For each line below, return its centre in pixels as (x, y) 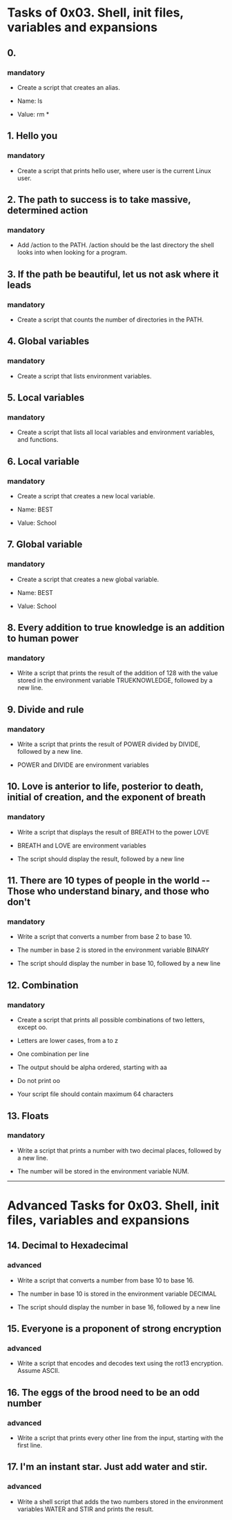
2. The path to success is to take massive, (99, 199)
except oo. (32, 1027)
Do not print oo (39, 1081)
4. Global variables (48, 341)
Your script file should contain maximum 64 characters (95, 1094)
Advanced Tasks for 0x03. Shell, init (113, 1205)
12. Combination (43, 985)
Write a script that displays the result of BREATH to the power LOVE (113, 832)
